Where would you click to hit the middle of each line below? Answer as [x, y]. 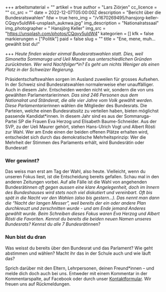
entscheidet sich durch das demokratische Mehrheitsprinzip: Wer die [76, 137]
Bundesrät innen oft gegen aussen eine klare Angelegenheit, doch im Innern [82, 187]
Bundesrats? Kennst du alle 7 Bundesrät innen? [53, 224]
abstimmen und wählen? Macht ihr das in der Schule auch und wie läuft [78, 253]
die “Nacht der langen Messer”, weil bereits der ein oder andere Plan [76, 203]
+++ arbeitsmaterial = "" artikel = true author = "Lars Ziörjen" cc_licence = [81, 7]
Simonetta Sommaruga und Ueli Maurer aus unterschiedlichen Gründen [79, 59]
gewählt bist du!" [23, 44]
